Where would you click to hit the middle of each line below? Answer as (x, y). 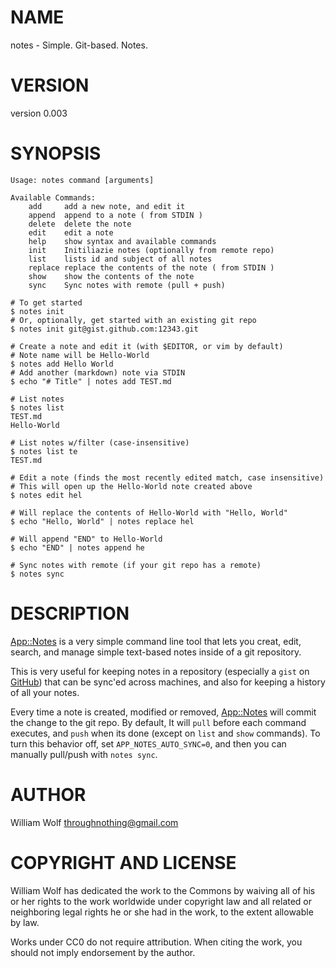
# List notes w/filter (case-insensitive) (100, 442)
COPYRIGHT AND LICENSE (123, 862)
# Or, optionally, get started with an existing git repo (133, 320)
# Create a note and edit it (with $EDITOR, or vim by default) (147, 346)
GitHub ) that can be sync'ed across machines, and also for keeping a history (168, 682)
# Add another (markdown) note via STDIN (98, 372)
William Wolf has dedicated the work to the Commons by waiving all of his (163, 890)
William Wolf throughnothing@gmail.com (94, 822)
